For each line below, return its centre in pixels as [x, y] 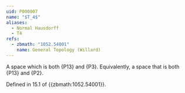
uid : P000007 [22, 11]
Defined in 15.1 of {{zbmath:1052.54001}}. [56, 84]
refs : [13, 39]
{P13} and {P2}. [25, 73]
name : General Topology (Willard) [59, 50]
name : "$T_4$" [23, 17]
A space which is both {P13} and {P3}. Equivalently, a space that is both [93, 67]
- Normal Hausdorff [35, 28]
